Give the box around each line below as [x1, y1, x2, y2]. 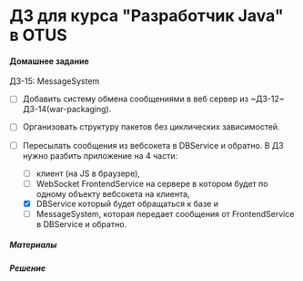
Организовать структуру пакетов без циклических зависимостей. [22, 121, 280, 132]
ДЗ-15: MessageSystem [9, 76, 100, 87]
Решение [9, 262, 46, 274]
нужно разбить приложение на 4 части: [22, 150, 178, 161]
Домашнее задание [9, 56, 89, 67]
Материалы [9, 239, 57, 251]
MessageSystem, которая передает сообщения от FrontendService [35, 208, 295, 219]
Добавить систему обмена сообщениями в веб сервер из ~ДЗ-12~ [22, 93, 285, 105]
